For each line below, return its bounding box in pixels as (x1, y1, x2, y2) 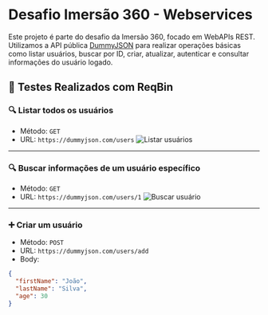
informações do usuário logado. (8, 57, 113, 67)
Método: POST (19, 238, 65, 247)
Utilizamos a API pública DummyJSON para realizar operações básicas (8, 40, 242, 49)
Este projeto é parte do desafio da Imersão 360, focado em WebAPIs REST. (8, 32, 255, 41)
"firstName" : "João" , (15, 278, 88, 285)
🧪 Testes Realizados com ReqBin (8, 81, 174, 94)
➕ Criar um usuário (8, 219, 83, 230)
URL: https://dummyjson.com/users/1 (19, 191, 142, 201)
